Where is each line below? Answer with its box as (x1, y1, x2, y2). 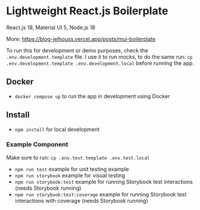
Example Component (6, 140, 69, 149)
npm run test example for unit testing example (14, 165, 130, 173)
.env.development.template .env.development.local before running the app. (6, 59, 194, 67)
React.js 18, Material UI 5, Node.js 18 (6, 24, 96, 31)
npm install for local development (14, 126, 100, 133)
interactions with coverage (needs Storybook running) (14, 197, 148, 204)
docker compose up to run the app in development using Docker (14, 92, 170, 99)
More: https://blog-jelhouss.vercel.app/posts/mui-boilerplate (6, 35, 156, 42)
